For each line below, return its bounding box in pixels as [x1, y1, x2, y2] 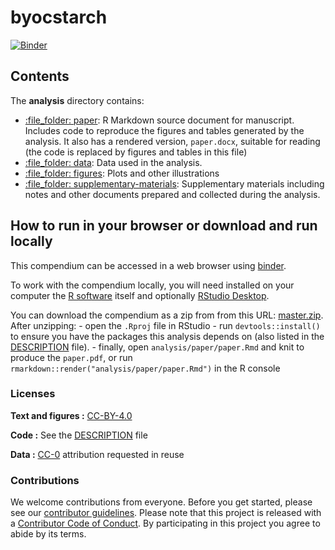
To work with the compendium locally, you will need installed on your [10, 279, 295, 291]
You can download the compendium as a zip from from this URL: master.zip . [10, 309, 324, 321]
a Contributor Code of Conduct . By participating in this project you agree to [10, 517, 321, 530]
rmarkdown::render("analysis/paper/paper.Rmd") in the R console [10, 362, 281, 374]
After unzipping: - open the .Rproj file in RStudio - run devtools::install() [10, 319, 321, 331]
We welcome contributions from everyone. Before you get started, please [10, 496, 313, 508]
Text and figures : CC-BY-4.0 [10, 409, 133, 421]
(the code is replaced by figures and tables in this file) [24, 146, 248, 158]
